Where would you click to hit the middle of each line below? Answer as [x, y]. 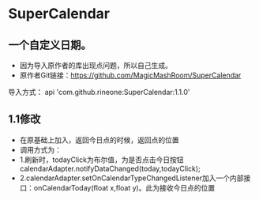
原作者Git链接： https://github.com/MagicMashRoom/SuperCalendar [130, 75]
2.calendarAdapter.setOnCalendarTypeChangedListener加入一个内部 [131, 178]
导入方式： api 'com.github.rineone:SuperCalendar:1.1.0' [99, 92]
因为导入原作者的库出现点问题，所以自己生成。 [96, 65]
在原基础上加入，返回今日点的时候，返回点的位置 [99, 140]
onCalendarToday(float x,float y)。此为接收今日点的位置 [124, 187]
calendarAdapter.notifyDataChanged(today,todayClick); [110, 168]
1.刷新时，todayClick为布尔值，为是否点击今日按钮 [101, 160]
